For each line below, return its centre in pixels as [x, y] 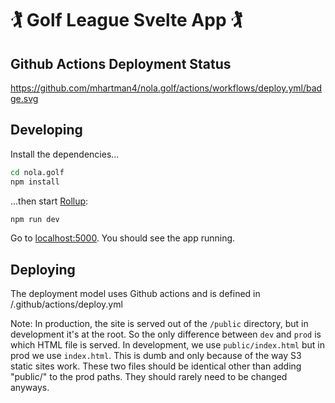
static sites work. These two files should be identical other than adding [156, 366]
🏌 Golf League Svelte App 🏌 [126, 20]
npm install [35, 182]
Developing [46, 130]
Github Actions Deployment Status [121, 63]
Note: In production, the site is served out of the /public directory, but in [159, 324]
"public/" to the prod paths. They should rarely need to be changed [149, 377]
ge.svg [24, 98]
